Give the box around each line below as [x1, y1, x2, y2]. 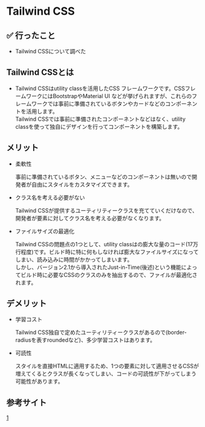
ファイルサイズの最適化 [15, 227, 75, 235]
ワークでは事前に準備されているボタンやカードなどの [31, 100, 165, 107]
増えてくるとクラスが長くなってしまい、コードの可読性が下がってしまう [15, 370, 197, 377]
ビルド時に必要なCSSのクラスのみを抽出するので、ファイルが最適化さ [20, 271, 198, 278]
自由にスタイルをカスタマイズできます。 [31, 181, 133, 188]
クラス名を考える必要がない [15, 194, 86, 201]
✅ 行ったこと [6, 30, 56, 40]
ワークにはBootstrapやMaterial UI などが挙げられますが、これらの [26, 92, 192, 99]
